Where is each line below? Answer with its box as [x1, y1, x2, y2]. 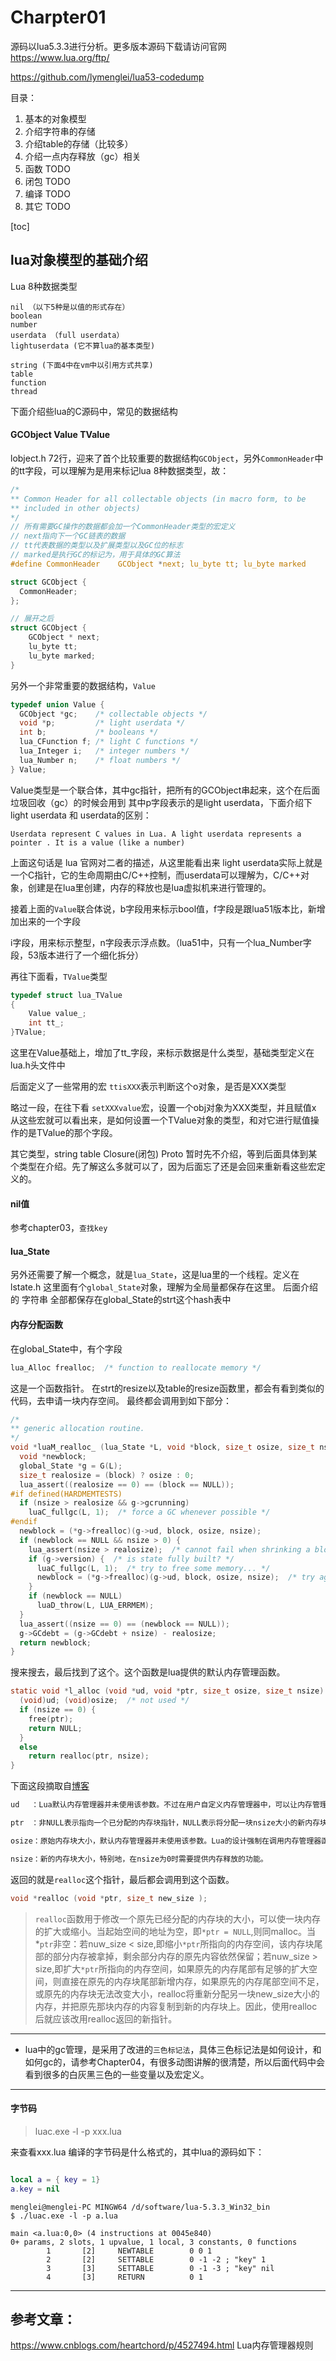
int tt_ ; [28, 1018, 65, 1028]
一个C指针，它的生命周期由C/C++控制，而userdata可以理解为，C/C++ [10, 869, 302, 881]
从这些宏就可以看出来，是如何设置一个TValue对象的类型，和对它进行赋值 [10, 1114, 311, 1126]
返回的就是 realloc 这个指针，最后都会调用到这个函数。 [10, 1873, 235, 1885]
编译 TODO [24, 187, 71, 200]
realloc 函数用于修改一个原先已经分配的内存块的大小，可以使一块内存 [34, 1912, 321, 1925]
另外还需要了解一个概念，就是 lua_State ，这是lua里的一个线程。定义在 [10, 1269, 300, 1281]
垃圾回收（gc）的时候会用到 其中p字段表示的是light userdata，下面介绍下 [10, 796, 313, 808]
